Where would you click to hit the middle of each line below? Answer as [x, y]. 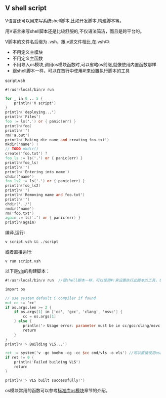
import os [15, 289]
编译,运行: [15, 233]
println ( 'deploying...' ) [31, 112]
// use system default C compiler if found [51, 298]
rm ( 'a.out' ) [17, 135]
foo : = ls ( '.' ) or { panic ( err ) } [41, 121]
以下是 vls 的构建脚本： [28, 271]
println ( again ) [21, 222]
